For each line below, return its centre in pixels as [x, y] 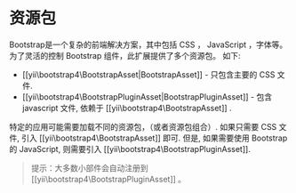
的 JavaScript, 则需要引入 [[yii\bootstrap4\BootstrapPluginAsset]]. [130, 149]
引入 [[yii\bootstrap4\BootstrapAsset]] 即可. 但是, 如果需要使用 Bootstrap [154, 138]
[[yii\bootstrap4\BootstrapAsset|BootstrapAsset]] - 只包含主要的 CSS [148, 74]
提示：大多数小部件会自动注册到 [89, 168]
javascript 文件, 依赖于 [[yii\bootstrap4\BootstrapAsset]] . [127, 108]
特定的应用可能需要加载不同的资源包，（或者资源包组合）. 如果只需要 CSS [143, 126]
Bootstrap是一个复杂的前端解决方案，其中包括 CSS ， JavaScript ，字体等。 [148, 44]
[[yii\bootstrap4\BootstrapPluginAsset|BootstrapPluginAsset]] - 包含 [147, 96]
